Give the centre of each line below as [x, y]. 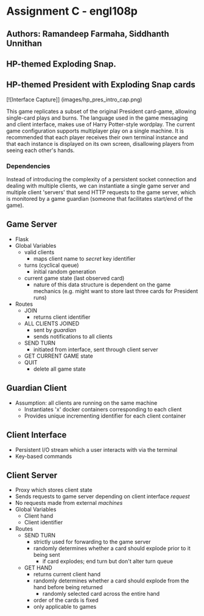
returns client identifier [62, 317]
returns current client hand [67, 574]
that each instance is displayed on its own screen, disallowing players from [100, 143]
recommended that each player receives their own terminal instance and [97, 137]
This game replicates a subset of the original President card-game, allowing [101, 111]
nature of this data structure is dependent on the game [102, 284]
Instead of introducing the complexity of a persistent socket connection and [101, 179]
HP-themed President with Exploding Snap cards [101, 85]
